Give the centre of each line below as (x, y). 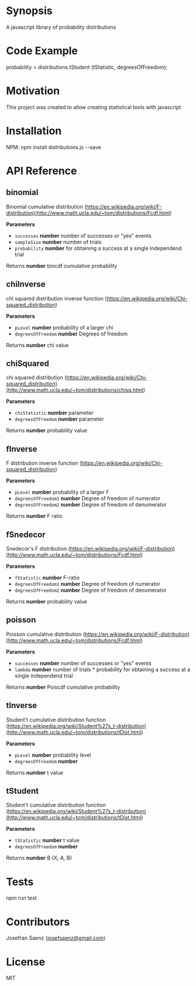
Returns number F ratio (34, 516)
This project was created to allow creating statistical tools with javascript (94, 107)
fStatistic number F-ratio (47, 578)
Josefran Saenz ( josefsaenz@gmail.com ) (56, 938)
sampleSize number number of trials (58, 242)
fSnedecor (26, 534)
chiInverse (26, 284)
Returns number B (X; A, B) (39, 858)
